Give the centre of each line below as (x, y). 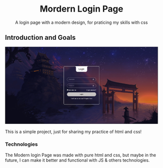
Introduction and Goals (41, 38)
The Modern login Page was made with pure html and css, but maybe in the (81, 155)
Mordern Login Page (81, 9)
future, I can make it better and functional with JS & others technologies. (77, 160)
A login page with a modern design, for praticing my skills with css (81, 22)
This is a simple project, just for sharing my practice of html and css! (73, 132)
